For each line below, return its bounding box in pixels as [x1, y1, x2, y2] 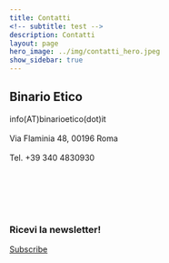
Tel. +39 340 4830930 [9, 152, 95, 163]
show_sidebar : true [9, 56, 84, 65]
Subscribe [9, 244, 48, 255]
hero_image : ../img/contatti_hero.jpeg [9, 47, 161, 56]
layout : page [9, 38, 59, 48]
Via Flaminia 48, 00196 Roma [9, 133, 118, 144]
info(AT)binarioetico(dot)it [9, 113, 106, 124]
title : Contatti [9, 13, 71, 23]
